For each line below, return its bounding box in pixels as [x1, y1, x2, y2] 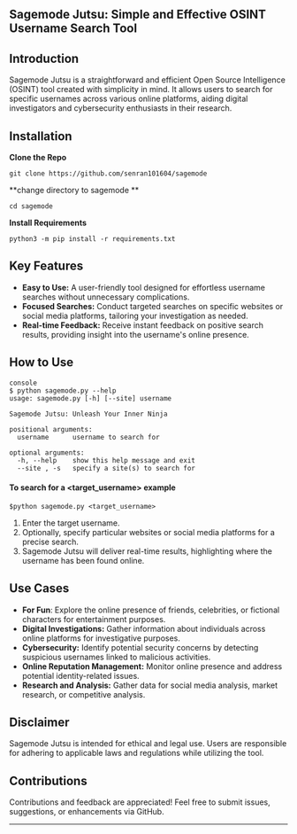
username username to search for [17, 433, 161, 441]
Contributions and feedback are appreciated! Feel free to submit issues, [9, 797, 271, 807]
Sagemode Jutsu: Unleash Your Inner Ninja [9, 409, 168, 418]
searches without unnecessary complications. [21, 292, 190, 302]
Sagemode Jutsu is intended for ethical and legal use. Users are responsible [9, 738, 287, 749]
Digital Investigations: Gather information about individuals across [21, 623, 266, 634]
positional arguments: [9, 425, 93, 433]
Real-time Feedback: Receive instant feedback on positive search [21, 319, 263, 331]
